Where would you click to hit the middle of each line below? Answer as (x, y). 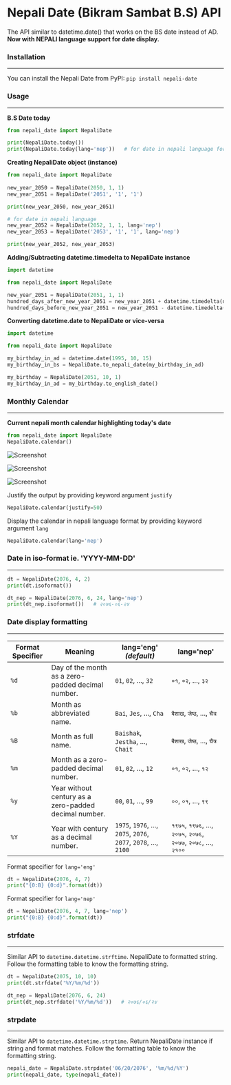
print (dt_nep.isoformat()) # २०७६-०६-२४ (68, 604)
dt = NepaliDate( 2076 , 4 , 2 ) (49, 579)
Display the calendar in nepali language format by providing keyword (104, 521)
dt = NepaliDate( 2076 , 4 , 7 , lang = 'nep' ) (67, 911)
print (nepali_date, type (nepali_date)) (64, 1075)
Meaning (80, 651)
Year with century (80, 829)
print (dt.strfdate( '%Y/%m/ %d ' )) (53, 983)
